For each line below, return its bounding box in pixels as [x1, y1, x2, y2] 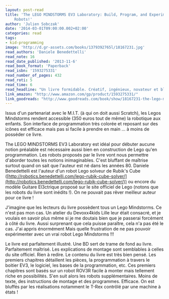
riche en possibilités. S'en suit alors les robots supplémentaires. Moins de [5, 273, 157, 279]
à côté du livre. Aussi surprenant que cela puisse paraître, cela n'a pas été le [5, 220, 164, 227]
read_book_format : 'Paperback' [5, 63, 71, 68]
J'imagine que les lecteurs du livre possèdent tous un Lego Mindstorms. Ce [5, 204, 162, 210]
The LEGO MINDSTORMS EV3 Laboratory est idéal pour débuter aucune [5, 141, 155, 147]
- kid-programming [5, 40, 44, 45]
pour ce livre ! [5, 195, 34, 201]
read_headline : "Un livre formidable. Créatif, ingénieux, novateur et [5, 87, 158, 92]
